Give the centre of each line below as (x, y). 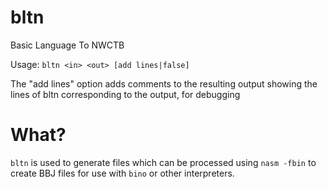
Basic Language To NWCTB (67, 45)
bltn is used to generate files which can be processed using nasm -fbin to (163, 162)
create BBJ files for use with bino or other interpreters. (122, 173)
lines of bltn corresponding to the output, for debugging (125, 94)
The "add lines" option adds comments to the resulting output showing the (164, 83)
